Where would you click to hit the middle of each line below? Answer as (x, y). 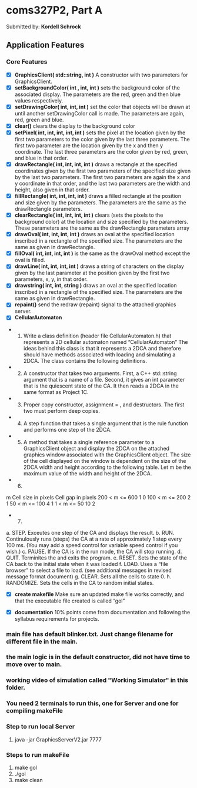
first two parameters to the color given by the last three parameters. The (102, 139)
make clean (29, 780)
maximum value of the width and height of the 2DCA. (88, 473)
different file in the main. (42, 641)
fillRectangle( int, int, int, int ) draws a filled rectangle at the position (98, 196)
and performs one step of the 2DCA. (67, 429)
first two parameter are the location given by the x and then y (89, 145)
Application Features (45, 45)
